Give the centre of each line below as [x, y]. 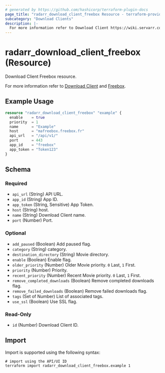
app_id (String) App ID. [35, 200]
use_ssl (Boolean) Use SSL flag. [45, 302]
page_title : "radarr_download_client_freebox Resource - [65, 14]
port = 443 [26, 140]
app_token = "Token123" [34, 149]
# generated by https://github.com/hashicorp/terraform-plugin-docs [77, 10]
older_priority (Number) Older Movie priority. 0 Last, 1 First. [74, 265]
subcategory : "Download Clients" [39, 19]
